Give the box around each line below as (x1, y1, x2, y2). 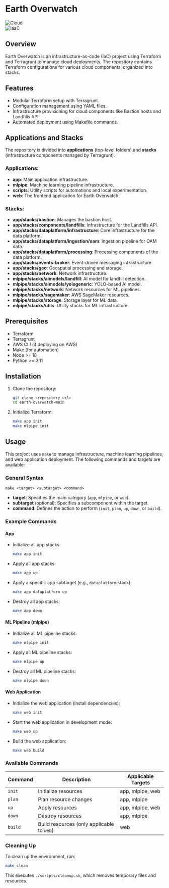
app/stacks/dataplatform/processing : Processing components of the (12, 249, 158, 255)
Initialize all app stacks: (12, 542, 61, 548)
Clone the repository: (12, 385, 57, 392)
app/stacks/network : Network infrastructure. (12, 270, 108, 276)
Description (62, 776, 91, 783)
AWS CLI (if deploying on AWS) (12, 341, 78, 347)
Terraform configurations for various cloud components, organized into (5, 64, 153, 70)
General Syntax (5, 474, 44, 481)
